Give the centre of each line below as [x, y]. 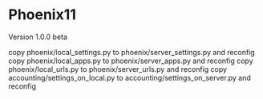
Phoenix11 [42, 15]
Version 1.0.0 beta [38, 37]
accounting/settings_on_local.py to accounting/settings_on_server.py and [129, 77]
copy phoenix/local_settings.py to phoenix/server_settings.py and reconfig [131, 52]
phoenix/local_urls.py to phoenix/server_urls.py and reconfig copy [117, 69]
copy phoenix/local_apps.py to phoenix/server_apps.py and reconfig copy [131, 61]
